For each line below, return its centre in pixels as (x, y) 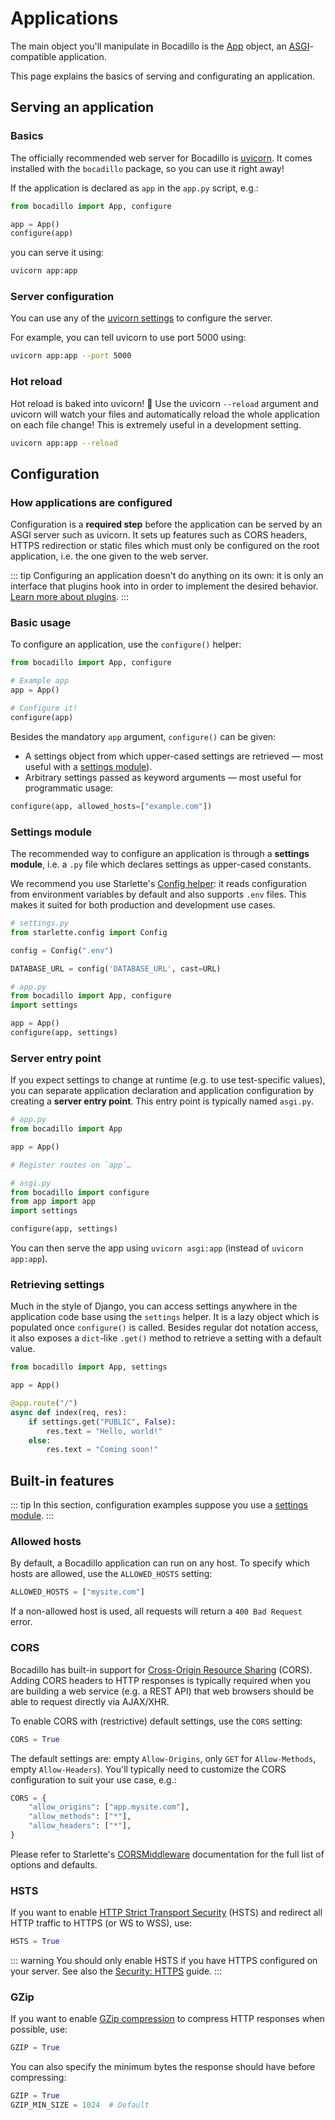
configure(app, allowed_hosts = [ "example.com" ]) (111, 806)
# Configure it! (44, 708)
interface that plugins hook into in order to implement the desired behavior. (164, 586)
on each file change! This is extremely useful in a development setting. (156, 424)
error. (21, 1622)
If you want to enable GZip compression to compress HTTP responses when (167, 2019)
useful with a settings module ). (88, 766)
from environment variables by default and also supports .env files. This (158, 894)
